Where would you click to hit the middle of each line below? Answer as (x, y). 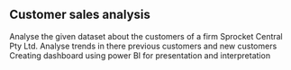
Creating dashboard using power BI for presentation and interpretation (140, 55)
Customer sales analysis (80, 15)
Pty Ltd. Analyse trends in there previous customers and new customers (143, 46)
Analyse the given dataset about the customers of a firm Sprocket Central (146, 36)
